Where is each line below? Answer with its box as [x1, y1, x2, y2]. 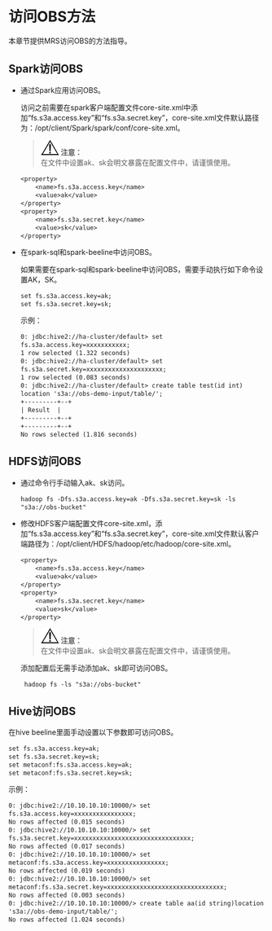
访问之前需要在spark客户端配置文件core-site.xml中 [20, 103, 191, 112]
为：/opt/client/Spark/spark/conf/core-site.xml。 [20, 123, 185, 133]
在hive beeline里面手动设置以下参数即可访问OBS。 [8, 727, 178, 737]
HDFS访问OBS [8, 455, 81, 468]
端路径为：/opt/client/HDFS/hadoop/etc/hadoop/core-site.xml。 [20, 538, 236, 548]
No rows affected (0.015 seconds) [8, 818, 126, 827]
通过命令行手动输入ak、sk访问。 [20, 477, 129, 487]
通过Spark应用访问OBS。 [20, 85, 106, 94]
